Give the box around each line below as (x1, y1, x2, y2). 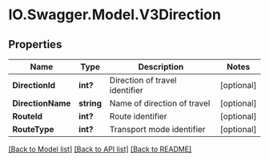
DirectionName (12, 98, 71, 109)
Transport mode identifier (109, 124, 206, 135)
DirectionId (12, 80, 56, 91)
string (78, 98, 102, 109)
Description (138, 62, 184, 72)
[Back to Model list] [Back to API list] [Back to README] (8, 144, 192, 154)
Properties (8, 38, 62, 51)
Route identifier (109, 111, 167, 122)
